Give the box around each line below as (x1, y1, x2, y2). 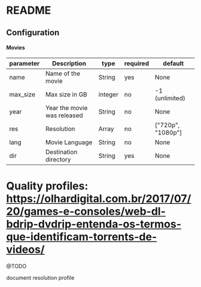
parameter (9, 59, 40, 68)
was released (45, 111, 83, 120)
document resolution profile (6, 274, 75, 281)
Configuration (6, 28, 60, 38)
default (163, 59, 184, 68)
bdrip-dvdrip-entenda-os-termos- (6, 217, 181, 231)
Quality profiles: (6, 179, 89, 193)
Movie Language (45, 138, 93, 146)
